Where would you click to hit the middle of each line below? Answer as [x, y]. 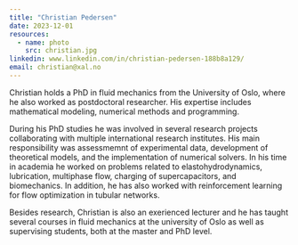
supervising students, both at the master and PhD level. [111, 231]
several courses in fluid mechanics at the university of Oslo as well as [137, 221]
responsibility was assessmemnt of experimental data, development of [139, 147]
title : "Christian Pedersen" [63, 17]
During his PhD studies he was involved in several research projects [133, 128]
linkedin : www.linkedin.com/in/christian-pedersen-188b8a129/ [127, 59]
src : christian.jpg [61, 51]
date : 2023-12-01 [41, 26]
